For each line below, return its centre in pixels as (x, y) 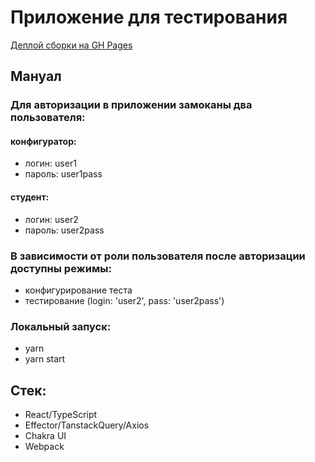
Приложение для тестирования (149, 17)
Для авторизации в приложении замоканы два (131, 105)
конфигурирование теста (78, 290)
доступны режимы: (61, 268)
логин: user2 (51, 219)
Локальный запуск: (61, 326)
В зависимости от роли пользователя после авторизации (158, 256)
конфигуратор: (43, 141)
